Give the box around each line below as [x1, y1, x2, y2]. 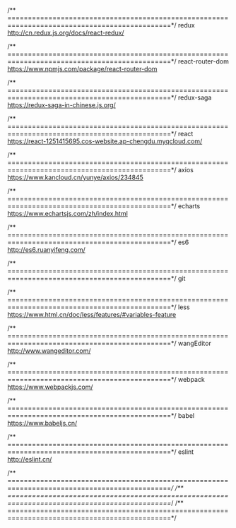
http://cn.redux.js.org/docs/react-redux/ [7, 28, 125, 37]
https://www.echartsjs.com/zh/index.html [7, 210, 129, 217]
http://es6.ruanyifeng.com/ [7, 246, 86, 253]
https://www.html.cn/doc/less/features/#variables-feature [7, 311, 177, 318]
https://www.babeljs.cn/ [7, 419, 78, 427]
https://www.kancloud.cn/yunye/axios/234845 [7, 173, 143, 181]
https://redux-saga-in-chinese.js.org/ [7, 101, 117, 109]
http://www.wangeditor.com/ [7, 347, 91, 355]
